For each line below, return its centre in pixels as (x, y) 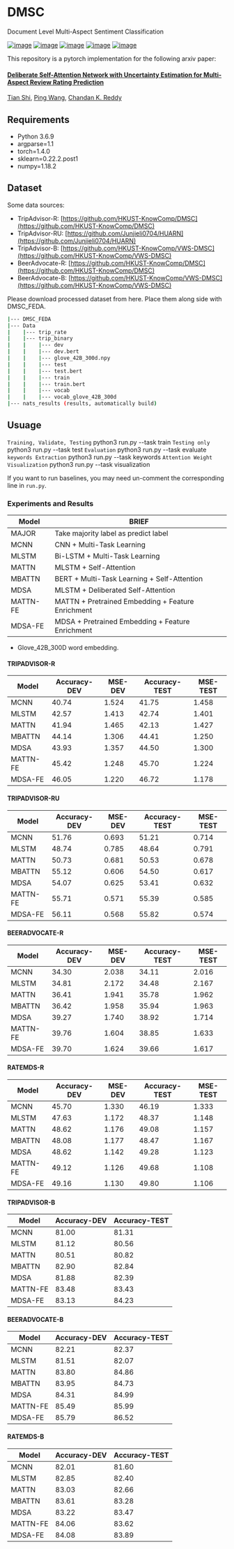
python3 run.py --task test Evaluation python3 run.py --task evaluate (107, 449)
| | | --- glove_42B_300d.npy (59, 358)
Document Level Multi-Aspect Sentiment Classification (86, 31)
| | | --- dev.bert (43, 352)
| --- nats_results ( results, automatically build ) (82, 404)
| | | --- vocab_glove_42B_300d (62, 397)
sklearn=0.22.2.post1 (48, 159)
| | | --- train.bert (46, 384)
